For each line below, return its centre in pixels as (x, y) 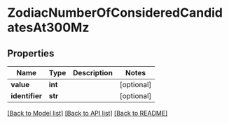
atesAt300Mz (48, 28)
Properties (31, 53)
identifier (26, 96)
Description (93, 73)
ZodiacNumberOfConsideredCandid (115, 13)
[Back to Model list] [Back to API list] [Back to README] (88, 113)
